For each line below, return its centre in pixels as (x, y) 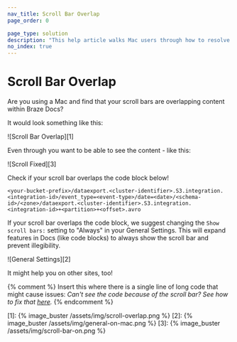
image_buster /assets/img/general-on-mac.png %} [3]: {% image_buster (114, 324)
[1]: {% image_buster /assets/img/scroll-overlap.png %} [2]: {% (100, 316)
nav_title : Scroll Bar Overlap (54, 14)
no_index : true (30, 47)
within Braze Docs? (35, 109)
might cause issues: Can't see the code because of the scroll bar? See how (118, 294)
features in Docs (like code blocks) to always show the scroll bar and (108, 238)
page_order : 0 (28, 21)
